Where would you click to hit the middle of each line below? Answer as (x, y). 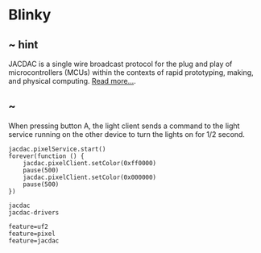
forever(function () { (46, 156)
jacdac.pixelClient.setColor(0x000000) (90, 177)
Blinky (30, 15)
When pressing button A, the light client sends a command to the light (124, 126)
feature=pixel (32, 234)
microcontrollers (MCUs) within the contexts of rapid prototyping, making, (131, 73)
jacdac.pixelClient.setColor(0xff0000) (90, 163)
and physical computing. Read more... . (72, 81)
